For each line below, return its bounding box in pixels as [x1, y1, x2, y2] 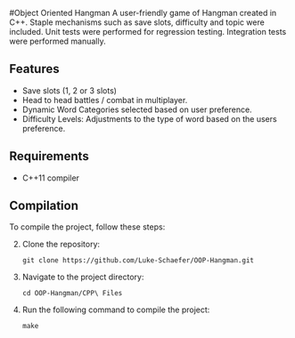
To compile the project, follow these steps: [9, 221, 166, 232]
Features [9, 61, 60, 76]
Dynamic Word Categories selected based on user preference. [21, 104, 252, 115]
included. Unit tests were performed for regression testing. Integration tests [9, 27, 287, 36]
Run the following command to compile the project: [21, 304, 210, 315]
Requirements [9, 149, 89, 164]
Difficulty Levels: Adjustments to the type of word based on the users [21, 113, 278, 124]
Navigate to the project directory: [21, 271, 144, 283]
